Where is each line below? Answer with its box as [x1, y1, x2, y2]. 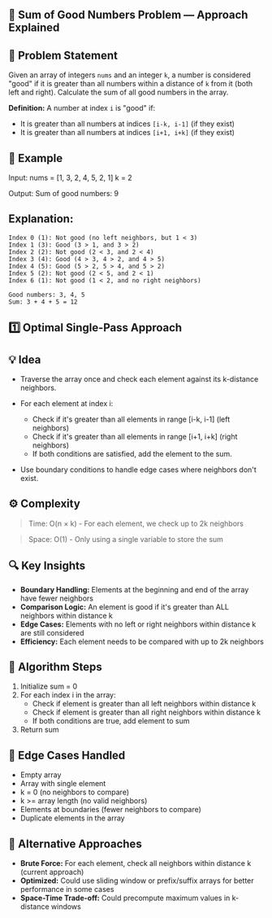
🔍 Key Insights [8, 559, 86, 573]
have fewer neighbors [19, 593, 93, 603]
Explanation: [8, 212, 74, 226]
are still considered [19, 627, 84, 637]
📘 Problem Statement [8, 48, 119, 62]
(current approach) [19, 868, 84, 877]
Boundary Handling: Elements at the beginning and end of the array [19, 584, 249, 594]
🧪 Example [8, 151, 63, 165]
